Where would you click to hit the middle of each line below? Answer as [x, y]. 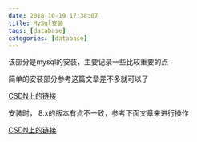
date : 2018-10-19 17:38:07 [53, 16]
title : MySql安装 [36, 23]
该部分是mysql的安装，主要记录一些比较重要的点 [88, 62]
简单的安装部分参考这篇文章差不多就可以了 [78, 79]
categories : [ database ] [48, 38]
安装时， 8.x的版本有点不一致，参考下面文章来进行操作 [98, 113]
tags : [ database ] [37, 30]
